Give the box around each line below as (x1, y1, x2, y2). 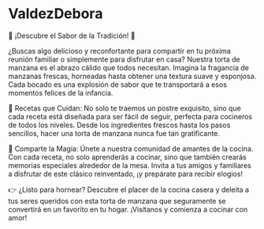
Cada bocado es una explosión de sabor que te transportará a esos (8, 80, 227, 89)
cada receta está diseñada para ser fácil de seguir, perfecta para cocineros (8, 111, 253, 121)
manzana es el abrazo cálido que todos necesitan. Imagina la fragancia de (8, 62, 250, 72)
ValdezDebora (8, 5, 103, 23)
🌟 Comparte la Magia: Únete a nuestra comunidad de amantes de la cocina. (8, 144, 254, 153)
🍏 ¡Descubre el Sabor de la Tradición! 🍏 (8, 31, 136, 40)
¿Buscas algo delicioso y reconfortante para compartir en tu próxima (8, 46, 231, 55)
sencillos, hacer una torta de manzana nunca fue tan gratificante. (8, 128, 221, 138)
